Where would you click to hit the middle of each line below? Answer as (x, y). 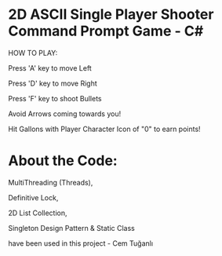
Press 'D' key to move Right (53, 83)
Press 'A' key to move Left (50, 68)
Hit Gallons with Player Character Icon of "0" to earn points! (105, 129)
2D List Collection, (38, 213)
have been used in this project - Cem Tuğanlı (81, 243)
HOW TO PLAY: (33, 53)
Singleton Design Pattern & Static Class (71, 228)
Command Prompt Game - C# (106, 31)
